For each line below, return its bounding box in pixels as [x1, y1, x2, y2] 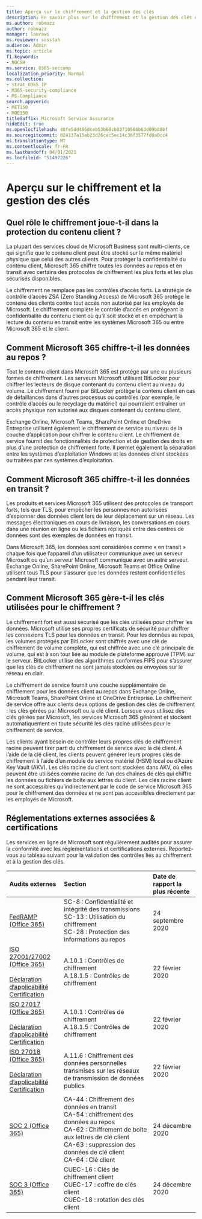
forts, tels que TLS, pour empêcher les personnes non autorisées [6, 506, 168, 513]
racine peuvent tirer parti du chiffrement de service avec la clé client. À [6, 744, 183, 751]
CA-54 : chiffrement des [64, 1110, 133, 1118]
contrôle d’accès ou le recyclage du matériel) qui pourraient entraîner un [6, 400, 186, 407]
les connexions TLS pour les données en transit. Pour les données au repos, [6, 631, 195, 638]
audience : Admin [6, 43, 47, 49]
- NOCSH [6, 59, 26, 65]
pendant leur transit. [6, 576, 57, 582]
